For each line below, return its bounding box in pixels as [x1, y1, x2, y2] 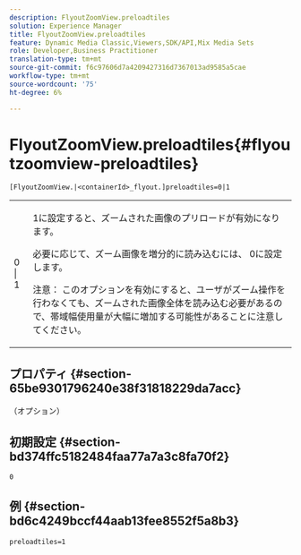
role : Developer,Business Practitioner [9, 47, 159, 55]
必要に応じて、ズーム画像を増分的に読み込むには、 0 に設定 [32, 248, 283, 260]
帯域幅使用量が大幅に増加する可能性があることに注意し [50, 311, 284, 323]
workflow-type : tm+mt [9, 72, 90, 81]
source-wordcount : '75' [9, 80, 99, 89]
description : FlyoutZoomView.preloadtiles [9, 13, 170, 22]
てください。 [32, 324, 87, 337]
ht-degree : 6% [9, 88, 63, 97]
